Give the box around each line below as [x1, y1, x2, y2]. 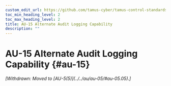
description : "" [5, 26, 40, 31]
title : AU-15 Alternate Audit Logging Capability [5, 21, 113, 27]
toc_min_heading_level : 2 [5, 12, 60, 17]
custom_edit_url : [5, 7, 42, 13]
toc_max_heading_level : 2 [5, 17, 60, 22]
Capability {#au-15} [5, 59, 90, 70]
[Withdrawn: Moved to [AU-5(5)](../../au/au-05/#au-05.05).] [5, 75, 131, 81]
